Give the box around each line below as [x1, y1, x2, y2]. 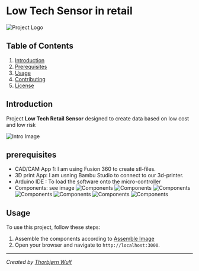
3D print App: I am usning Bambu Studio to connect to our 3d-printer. [14, 172, 184, 179]
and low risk [6, 121, 36, 128]
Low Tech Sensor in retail [6, 4, 133, 18]
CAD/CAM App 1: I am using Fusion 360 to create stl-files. [14, 165, 156, 173]
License [14, 82, 34, 89]
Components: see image [14, 184, 75, 192]
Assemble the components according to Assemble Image [14, 235, 155, 243]
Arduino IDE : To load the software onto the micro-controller [14, 178, 161, 185]
